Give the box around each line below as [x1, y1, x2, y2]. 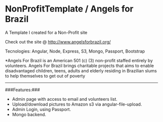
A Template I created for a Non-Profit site [5, 29, 88, 35]
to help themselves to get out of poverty [5, 73, 85, 79]
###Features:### [5, 87, 40, 93]
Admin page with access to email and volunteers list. [12, 96, 118, 102]
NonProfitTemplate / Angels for [5, 3, 133, 14]
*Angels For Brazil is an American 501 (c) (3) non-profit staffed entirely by [5, 57, 153, 63]
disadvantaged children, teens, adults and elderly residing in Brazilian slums [5, 68, 157, 73]
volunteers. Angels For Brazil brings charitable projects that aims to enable [5, 63, 154, 68]
